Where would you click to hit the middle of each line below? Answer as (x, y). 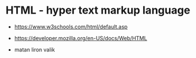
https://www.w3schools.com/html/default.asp (71, 27)
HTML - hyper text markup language (98, 10)
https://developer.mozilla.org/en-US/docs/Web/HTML (81, 38)
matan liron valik (34, 49)
